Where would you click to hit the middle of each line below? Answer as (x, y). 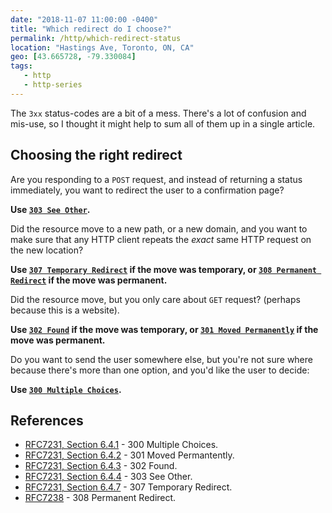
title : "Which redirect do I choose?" (91, 29)
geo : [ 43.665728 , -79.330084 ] (73, 57)
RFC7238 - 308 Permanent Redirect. (100, 498)
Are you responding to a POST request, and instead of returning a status (156, 179)
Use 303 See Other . (50, 209)
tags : (21, 66)
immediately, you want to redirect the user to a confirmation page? (147, 190)
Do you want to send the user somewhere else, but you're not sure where (161, 359)
